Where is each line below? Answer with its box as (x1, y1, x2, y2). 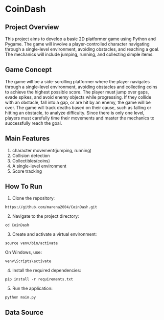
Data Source (5, 308, 44, 317)
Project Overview (5, 23, 59, 31)
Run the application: (12, 285, 53, 292)
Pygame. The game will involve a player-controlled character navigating (5, 41, 150, 47)
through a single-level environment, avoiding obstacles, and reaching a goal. (5, 46, 160, 52)
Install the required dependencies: (12, 268, 82, 274)
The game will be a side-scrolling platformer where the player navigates (5, 78, 150, 84)
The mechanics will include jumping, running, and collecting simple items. (5, 51, 154, 57)
